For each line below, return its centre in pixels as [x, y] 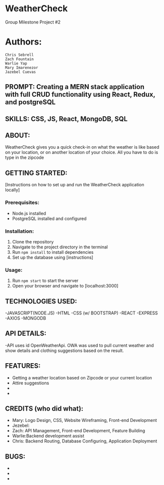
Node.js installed [29, 213]
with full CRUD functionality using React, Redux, [80, 95]
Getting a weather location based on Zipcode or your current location [82, 377]
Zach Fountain [20, 59]
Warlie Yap [16, 63]
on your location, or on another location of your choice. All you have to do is [82, 153]
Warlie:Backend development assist [48, 436]
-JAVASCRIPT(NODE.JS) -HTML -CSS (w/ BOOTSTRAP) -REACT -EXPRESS [82, 313]
